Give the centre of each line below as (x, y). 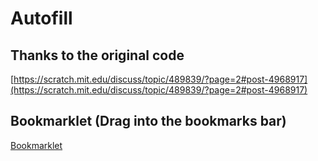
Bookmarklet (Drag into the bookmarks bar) (148, 121)
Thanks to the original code (97, 55)
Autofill (41, 18)
